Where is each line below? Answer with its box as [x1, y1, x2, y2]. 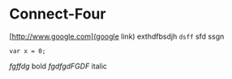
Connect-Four [9, 5, 106, 23]
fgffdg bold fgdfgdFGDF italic [9, 61, 108, 71]
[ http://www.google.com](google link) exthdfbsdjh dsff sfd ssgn [9, 31, 225, 41]
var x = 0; [9, 47, 46, 55]
